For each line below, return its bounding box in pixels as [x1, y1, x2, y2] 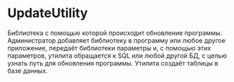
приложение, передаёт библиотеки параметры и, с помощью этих [7, 43, 212, 52]
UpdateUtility [7, 5, 88, 21]
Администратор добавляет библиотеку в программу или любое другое [7, 36, 226, 44]
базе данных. [7, 66, 49, 75]
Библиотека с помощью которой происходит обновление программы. [7, 29, 223, 37]
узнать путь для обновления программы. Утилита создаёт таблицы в [7, 58, 219, 67]
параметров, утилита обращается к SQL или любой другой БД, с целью [7, 51, 227, 60]
